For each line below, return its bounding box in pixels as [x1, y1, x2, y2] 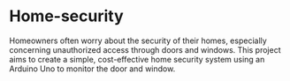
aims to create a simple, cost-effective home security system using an [9, 54, 265, 64]
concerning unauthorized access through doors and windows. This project [9, 44, 281, 55]
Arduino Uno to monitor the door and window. [9, 63, 176, 74]
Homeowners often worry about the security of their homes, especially [9, 35, 267, 46]
